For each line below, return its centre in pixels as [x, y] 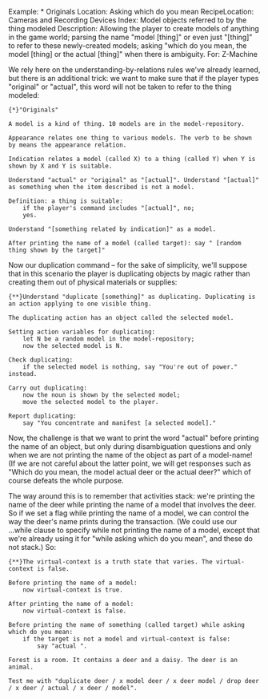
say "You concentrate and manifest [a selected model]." [120, 423]
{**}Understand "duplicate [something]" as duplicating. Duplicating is [132, 297]
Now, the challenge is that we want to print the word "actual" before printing [134, 438]
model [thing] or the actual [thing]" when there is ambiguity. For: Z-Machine [133, 54]
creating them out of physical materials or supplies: [93, 282]
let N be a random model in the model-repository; [109, 339]
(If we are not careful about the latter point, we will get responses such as [130, 463]
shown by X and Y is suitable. [60, 166]
